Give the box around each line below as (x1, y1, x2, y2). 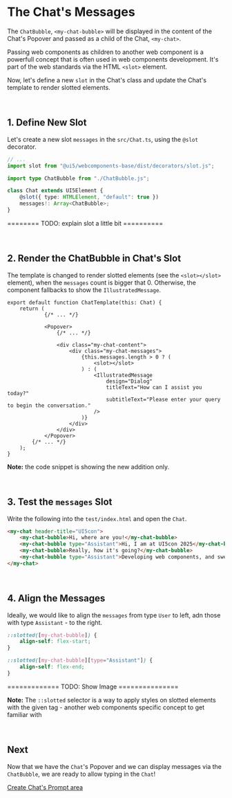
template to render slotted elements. (7, 83, 110, 91)
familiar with (7, 710, 43, 718)
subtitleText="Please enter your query (106, 396, 221, 403)
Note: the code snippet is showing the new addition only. (7, 462, 170, 471)
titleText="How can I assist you (106, 383, 202, 391)
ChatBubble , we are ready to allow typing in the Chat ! (7, 770, 156, 778)
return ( (19, 305, 45, 312)
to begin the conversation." (7, 402, 91, 409)
